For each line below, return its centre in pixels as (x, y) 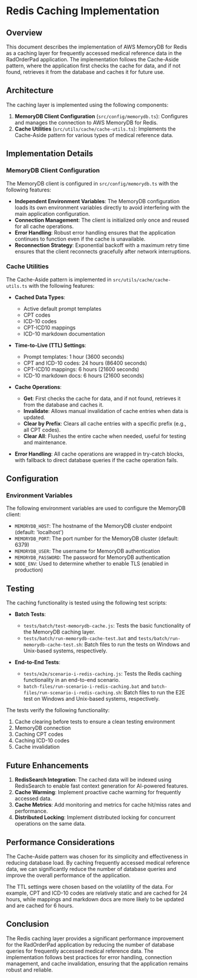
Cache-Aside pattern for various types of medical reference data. (94, 135)
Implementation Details (50, 154)
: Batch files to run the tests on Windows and (136, 645)
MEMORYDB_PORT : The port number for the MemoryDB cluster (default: (97, 538)
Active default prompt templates (62, 308)
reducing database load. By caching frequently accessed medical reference (98, 862)
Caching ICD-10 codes (42, 740)
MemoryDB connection (43, 728)
